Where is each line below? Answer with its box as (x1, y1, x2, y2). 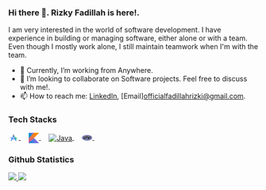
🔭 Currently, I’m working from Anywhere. (19, 66, 153, 75)
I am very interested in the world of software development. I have (8, 25, 222, 35)
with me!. (19, 82, 50, 92)
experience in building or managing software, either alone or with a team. (8, 33, 248, 43)
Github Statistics (8, 154, 75, 165)
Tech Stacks (8, 114, 57, 125)
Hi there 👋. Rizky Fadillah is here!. (8, 7, 141, 18)
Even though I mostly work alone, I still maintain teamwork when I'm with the (8, 42, 259, 51)
